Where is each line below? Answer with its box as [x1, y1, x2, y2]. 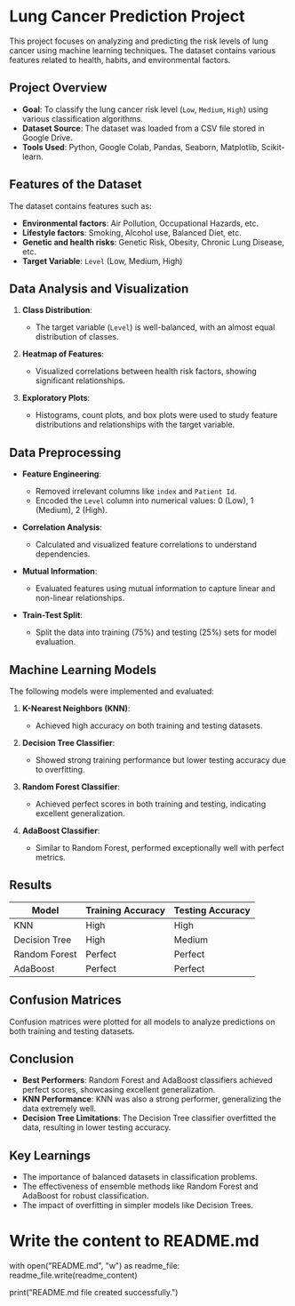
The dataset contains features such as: [9, 200, 153, 211]
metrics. [35, 852, 66, 862]
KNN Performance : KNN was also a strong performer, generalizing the [21, 1094, 282, 1104]
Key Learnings [9, 1148, 92, 1163]
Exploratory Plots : [21, 393, 91, 404]
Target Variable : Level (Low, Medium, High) [21, 255, 183, 266]
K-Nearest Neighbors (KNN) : [21, 703, 131, 713]
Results [9, 877, 52, 893]
